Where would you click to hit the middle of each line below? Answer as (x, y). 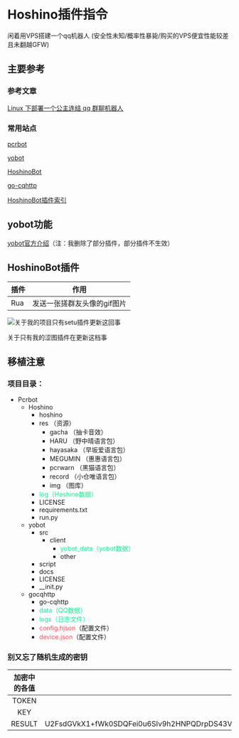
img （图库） (68, 486)
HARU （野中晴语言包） (84, 441)
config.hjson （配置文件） (76, 628)
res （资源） (57, 423)
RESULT (24, 724)
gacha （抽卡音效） (78, 432)
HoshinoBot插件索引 (37, 200)
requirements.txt (63, 510)
